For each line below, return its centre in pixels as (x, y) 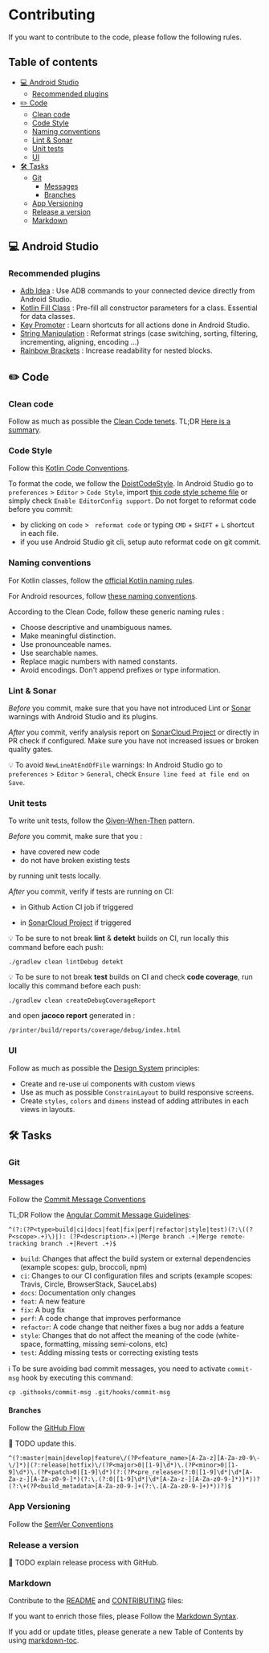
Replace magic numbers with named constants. (99, 661)
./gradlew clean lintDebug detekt (66, 962)
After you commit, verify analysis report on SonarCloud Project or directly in (134, 732)
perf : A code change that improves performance (100, 1319)
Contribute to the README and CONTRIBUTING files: (96, 1601)
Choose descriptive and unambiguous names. (96, 627)
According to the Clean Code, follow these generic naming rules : (116, 612)
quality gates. (31, 750)
